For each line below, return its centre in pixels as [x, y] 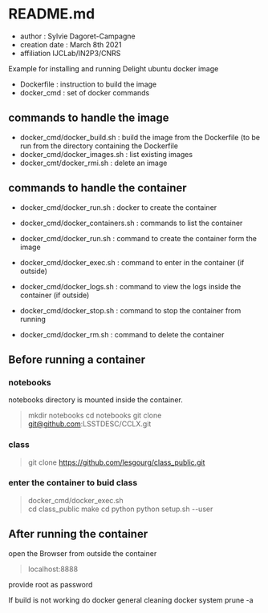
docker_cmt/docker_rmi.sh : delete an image [93, 163]
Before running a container [77, 359]
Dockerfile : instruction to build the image [88, 84]
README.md [52, 14]
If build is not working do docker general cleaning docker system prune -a [131, 600]
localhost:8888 [53, 569]
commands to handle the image [89, 118]
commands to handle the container [97, 188]
